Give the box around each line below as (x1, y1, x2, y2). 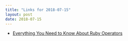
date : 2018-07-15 (5, 16, 42, 21)
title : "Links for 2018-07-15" (5, 7, 71, 12)
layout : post (5, 12, 33, 17)
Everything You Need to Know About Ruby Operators (12, 30, 122, 36)
